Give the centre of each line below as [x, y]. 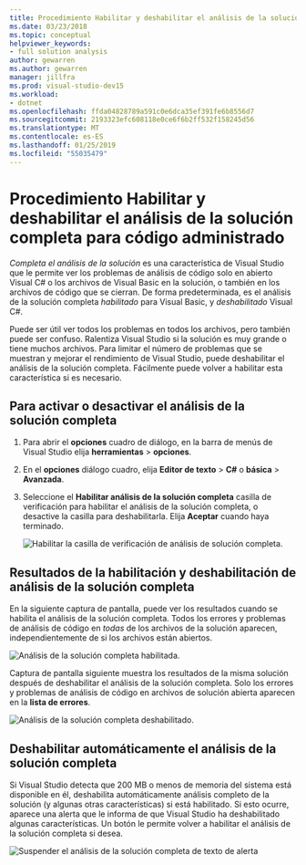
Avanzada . [43, 479]
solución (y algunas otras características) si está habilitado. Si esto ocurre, [149, 804]
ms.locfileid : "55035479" [58, 153]
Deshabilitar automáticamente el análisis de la [143, 749]
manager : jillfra [42, 78]
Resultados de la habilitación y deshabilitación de [153, 573]
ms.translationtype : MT [55, 129]
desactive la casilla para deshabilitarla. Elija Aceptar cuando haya [146, 516]
